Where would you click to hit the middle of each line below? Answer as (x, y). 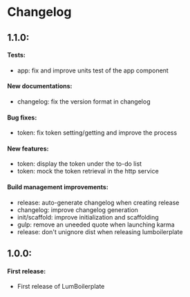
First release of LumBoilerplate (61, 287)
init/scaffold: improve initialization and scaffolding (88, 217)
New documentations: (40, 86)
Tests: (16, 55)
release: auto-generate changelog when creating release (98, 202)
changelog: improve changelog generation (77, 210)
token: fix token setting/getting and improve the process (97, 133)
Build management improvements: (58, 186)
